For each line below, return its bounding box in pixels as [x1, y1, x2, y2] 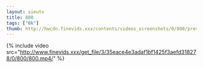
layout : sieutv [6, 8, 45, 15]
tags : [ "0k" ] [6, 20, 39, 26]
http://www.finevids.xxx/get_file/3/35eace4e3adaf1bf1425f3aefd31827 [20, 49, 196, 56]
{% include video [6, 42, 50, 49]
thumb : [6, 25, 23, 32]
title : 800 [6, 14, 34, 20]
